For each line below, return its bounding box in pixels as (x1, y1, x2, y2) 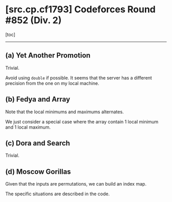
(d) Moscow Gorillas (5, 167, 71, 176)
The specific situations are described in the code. (5, 191, 110, 197)
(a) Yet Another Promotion (5, 51, 91, 60)
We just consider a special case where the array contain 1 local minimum (5, 118, 159, 125)
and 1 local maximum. (5, 124, 51, 130)
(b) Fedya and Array (5, 95, 71, 104)
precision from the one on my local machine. (5, 80, 99, 86)
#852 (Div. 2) (5, 14, 62, 26)
